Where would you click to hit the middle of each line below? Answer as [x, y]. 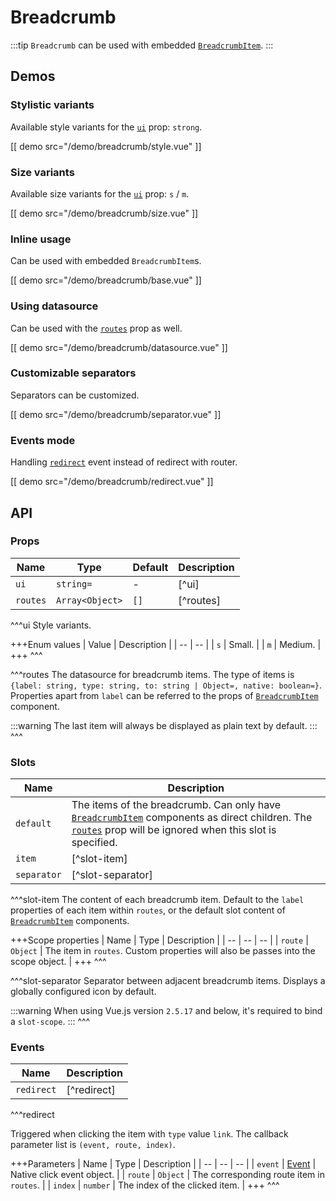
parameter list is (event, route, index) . [93, 1145]
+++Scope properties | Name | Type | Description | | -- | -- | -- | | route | [159, 940]
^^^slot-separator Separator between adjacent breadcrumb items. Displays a [168, 981]
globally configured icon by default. [83, 992]
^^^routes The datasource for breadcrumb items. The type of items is [152, 674]
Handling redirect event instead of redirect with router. [124, 462]
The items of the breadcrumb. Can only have [176, 805]
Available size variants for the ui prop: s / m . [100, 193]
